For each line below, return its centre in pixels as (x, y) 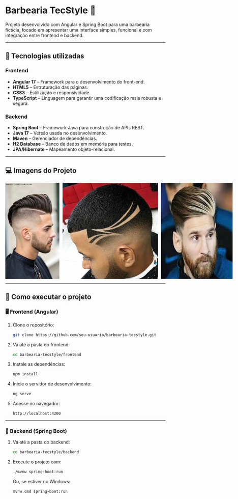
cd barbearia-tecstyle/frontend (47, 354)
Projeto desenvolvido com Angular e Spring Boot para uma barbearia (78, 24)
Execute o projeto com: (37, 462)
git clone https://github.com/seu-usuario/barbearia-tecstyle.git (84, 335)
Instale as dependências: (39, 364)
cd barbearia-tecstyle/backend (46, 452)
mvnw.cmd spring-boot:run (40, 492)
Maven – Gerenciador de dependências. (55, 138)
